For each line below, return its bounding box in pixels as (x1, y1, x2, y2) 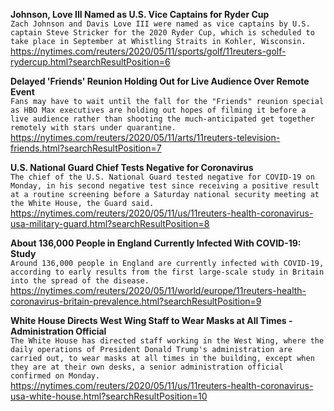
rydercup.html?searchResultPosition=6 (10, 56, 171, 68)
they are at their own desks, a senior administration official (10, 362, 284, 372)
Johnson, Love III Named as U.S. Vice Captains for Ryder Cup (10, 9, 270, 20)
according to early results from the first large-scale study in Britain (10, 267, 325, 277)
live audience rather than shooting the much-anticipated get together (10, 114, 315, 124)
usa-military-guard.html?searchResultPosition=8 (10, 218, 210, 229)
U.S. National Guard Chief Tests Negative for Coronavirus (10, 162, 254, 173)
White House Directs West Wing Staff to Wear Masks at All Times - (10, 315, 293, 326)
